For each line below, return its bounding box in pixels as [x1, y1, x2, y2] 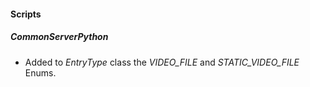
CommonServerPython [10, 31, 109, 43]
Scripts [10, 8, 42, 20]
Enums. [24, 66, 57, 79]
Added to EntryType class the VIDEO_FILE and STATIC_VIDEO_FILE [24, 56, 300, 68]
